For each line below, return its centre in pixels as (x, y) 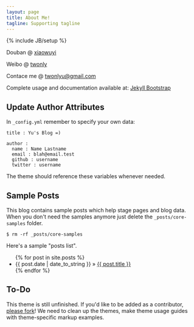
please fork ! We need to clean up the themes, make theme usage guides (97, 311)
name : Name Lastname (39, 149)
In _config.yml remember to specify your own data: (71, 122)
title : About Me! (28, 18)
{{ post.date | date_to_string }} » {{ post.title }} (73, 264)
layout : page (23, 12)
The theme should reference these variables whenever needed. (86, 176)
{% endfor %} (33, 270)
